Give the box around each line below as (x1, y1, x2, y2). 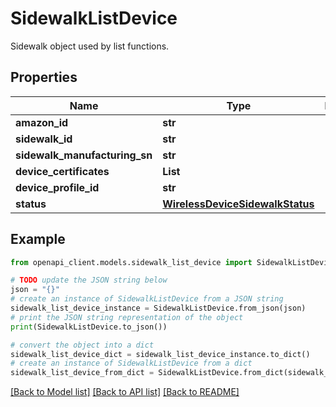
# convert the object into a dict (10, 340, 155, 350)
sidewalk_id (15, 132, 73, 146)
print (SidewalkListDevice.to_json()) (10, 322, 168, 332)
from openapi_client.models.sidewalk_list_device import (10, 257, 253, 267)
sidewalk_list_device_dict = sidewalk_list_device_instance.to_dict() (10, 349, 311, 359)
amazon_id (15, 115, 69, 129)
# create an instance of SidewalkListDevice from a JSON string (10, 294, 284, 304)
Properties (10, 69, 78, 86)
